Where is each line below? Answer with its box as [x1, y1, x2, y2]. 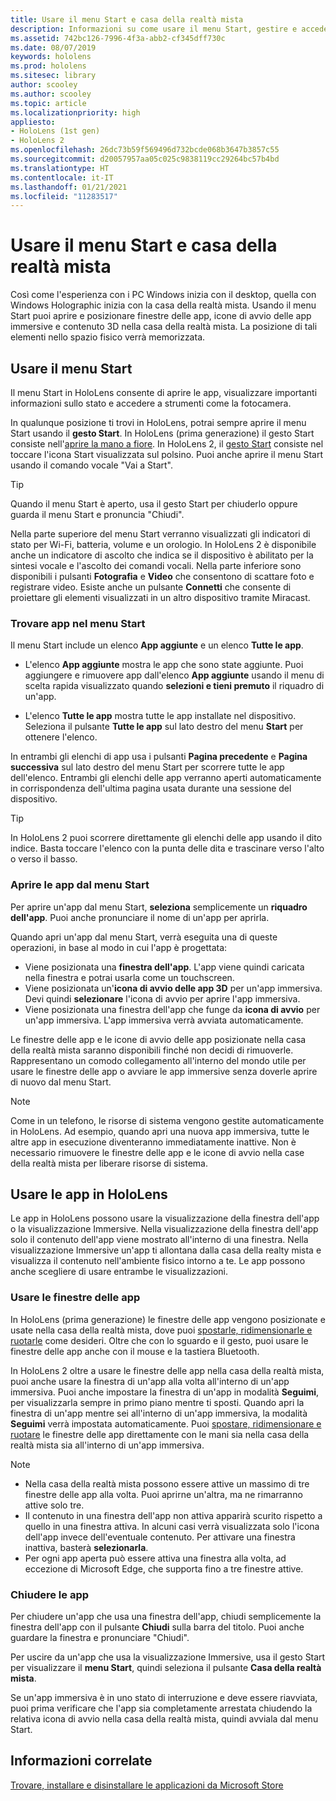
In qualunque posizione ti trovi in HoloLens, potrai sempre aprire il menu [10, 417, 307, 428]
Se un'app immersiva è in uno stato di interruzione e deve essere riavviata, [10, 1692, 318, 1703]
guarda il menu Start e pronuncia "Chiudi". [10, 509, 185, 520]
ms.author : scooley [10, 89, 92, 99]
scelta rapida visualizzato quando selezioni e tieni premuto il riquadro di [24, 680, 325, 692]
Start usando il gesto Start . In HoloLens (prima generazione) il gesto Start [10, 427, 315, 439]
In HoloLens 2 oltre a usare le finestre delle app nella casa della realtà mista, [10, 1364, 325, 1376]
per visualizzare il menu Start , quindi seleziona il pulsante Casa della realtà [10, 1662, 322, 1673]
